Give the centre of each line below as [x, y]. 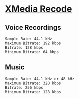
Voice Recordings [33, 28]
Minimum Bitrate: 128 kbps [33, 92]
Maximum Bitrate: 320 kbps [33, 83]
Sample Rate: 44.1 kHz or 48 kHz [40, 79]
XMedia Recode [39, 9]
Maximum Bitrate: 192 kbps [33, 43]
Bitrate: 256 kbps [24, 87]
